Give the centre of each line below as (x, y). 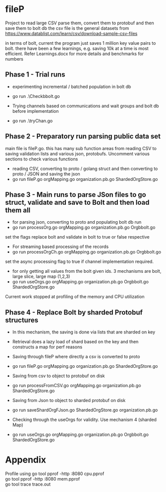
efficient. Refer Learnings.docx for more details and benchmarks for (75, 54)
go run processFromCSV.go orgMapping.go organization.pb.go (77, 386)
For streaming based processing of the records (60, 246)
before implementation (35, 111)
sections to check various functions (42, 159)
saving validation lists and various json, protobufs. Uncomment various (78, 154)
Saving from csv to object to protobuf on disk (58, 376)
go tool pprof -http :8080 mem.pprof (43, 479)
